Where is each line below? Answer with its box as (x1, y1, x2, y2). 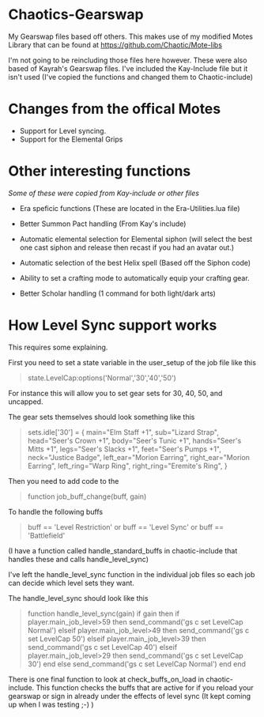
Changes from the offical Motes (8, 100, 221, 118)
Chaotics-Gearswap (8, 6, 144, 24)
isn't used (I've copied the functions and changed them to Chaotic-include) (8, 72, 254, 81)
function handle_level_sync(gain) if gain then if (27, 609, 180, 618)
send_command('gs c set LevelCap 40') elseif (27, 642, 178, 651)
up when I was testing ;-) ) (8, 700, 94, 709)
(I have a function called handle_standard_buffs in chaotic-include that (8, 545, 238, 555)
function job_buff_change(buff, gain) (27, 492, 147, 501)
